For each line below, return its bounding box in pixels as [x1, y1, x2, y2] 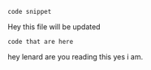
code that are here [7, 37, 74, 46]
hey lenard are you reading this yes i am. [7, 52, 144, 61]
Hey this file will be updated [7, 22, 101, 32]
